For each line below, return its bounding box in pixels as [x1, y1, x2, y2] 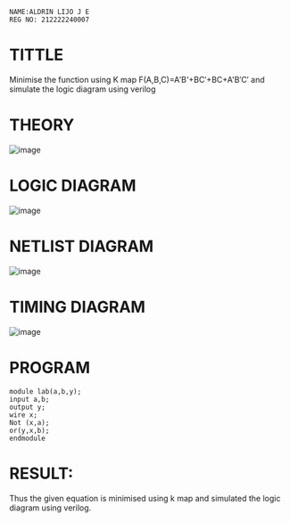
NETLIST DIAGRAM [9, 236, 154, 257]
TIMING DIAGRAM [9, 297, 145, 317]
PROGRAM [9, 357, 91, 378]
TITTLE [9, 45, 64, 65]
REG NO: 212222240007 [9, 15, 90, 24]
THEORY [9, 115, 75, 135]
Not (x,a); [9, 418, 50, 427]
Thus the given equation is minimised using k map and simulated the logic [9, 493, 281, 503]
